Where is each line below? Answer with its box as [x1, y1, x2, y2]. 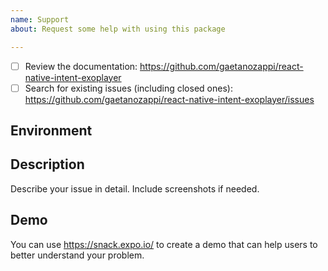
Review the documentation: [24, 60, 138, 72]
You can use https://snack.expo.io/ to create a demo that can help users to [10, 238, 318, 250]
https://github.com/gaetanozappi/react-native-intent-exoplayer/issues [24, 93, 315, 105]
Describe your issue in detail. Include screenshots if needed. [10, 182, 260, 195]
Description [10, 156, 85, 173]
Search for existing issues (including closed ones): [24, 82, 233, 94]
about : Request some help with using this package [10, 24, 226, 34]
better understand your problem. [10, 249, 145, 261]
